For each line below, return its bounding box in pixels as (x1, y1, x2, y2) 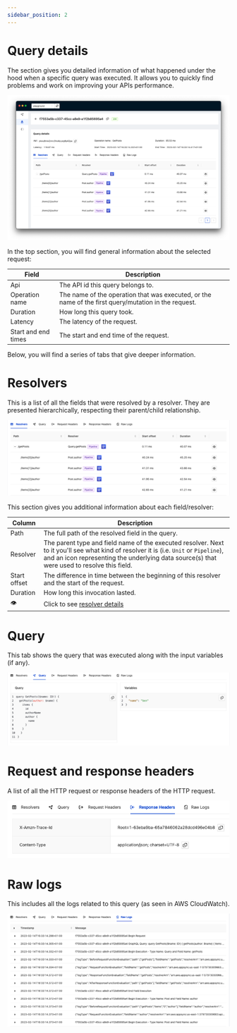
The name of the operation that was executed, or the (59, 290, 212, 299)
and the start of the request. (43, 578, 125, 587)
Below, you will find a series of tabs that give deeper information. (7, 350, 196, 359)
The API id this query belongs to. (59, 281, 154, 289)
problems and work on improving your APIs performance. (7, 81, 174, 90)
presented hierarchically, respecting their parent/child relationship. (7, 406, 201, 415)
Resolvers (7, 375, 68, 391)
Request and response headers (7, 764, 195, 779)
